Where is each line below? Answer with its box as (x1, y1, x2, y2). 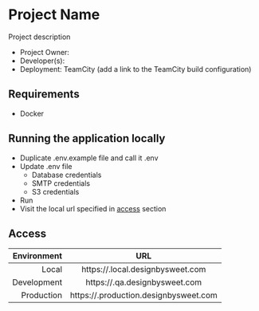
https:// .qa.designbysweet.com (85, 277, 202, 288)
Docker (19, 108, 45, 118)
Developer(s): (19, 56, 65, 65)
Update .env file (19, 161, 73, 171)
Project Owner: (19, 47, 70, 57)
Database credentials (31, 170, 102, 179)
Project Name (8, 6, 100, 24)
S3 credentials (31, 187, 80, 196)
